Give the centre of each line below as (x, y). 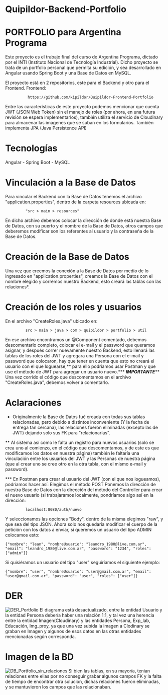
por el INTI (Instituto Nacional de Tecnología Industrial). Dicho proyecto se (82, 62)
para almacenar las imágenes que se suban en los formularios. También (79, 123)
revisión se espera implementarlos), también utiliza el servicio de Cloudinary (84, 117)
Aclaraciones (33, 403)
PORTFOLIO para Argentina (63, 32)
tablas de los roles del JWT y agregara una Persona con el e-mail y (74, 355)
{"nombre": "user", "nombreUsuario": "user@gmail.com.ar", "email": (78, 571)
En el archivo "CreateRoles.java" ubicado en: (51, 321)
